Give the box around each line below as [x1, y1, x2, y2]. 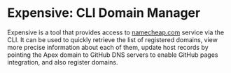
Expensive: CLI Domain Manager [7, 5, 201, 21]
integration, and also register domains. [7, 58, 118, 66]
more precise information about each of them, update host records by [7, 43, 209, 51]
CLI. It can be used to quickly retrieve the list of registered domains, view [7, 35, 218, 44]
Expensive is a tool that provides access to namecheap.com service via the [7, 28, 225, 36]
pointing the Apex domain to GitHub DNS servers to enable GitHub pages [7, 51, 218, 59]
